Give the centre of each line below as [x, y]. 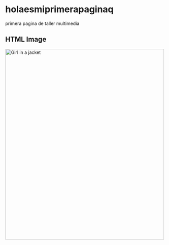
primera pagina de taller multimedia [42, 23]
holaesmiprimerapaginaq [60, 9]
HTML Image [26, 39]
